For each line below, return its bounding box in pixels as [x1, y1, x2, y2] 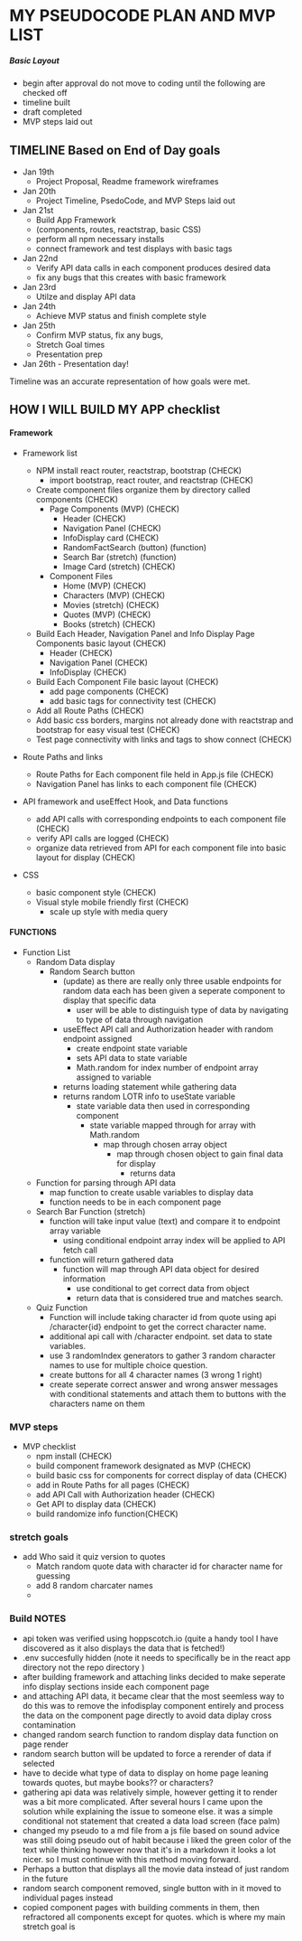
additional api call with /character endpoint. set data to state [49, 1330, 273, 1342]
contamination [22, 1719, 77, 1730]
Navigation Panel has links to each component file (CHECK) [35, 778, 258, 789]
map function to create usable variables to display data [49, 1186, 254, 1197]
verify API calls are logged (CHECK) [35, 832, 169, 843]
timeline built [22, 97, 70, 108]
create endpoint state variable [76, 1043, 188, 1054]
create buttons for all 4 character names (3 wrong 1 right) [49, 1369, 263, 1380]
